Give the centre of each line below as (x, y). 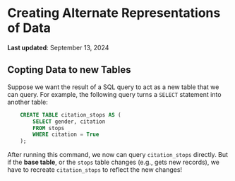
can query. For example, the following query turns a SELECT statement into (114, 94)
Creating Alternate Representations (114, 13)
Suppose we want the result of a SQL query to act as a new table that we (113, 87)
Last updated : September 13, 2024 (58, 47)
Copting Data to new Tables (69, 70)
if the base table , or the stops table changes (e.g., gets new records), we (114, 162)
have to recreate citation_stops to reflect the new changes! (95, 170)
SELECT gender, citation (69, 122)
